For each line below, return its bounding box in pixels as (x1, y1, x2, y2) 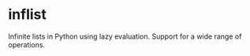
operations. (8, 39, 46, 49)
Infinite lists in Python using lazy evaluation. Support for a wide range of (8, 32, 242, 41)
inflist (8, 6, 47, 24)
